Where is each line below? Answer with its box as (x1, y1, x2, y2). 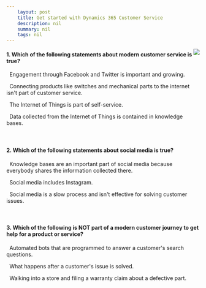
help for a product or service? (6, 230, 84, 238)
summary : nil (17, 26, 51, 32)
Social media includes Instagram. (9, 178, 93, 186)
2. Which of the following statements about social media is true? (6, 146, 174, 154)
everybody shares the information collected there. (6, 167, 133, 174)
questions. (6, 251, 33, 258)
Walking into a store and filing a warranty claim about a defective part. (9, 274, 187, 282)
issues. (6, 197, 25, 204)
